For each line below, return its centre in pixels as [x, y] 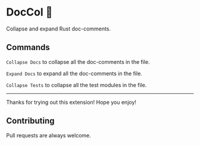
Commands [28, 47]
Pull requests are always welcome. [49, 135]
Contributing [30, 121]
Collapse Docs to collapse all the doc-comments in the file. [78, 61]
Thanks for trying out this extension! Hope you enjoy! [71, 102]
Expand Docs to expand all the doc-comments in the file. [74, 73]
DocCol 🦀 [29, 12]
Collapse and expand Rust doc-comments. [59, 29]
